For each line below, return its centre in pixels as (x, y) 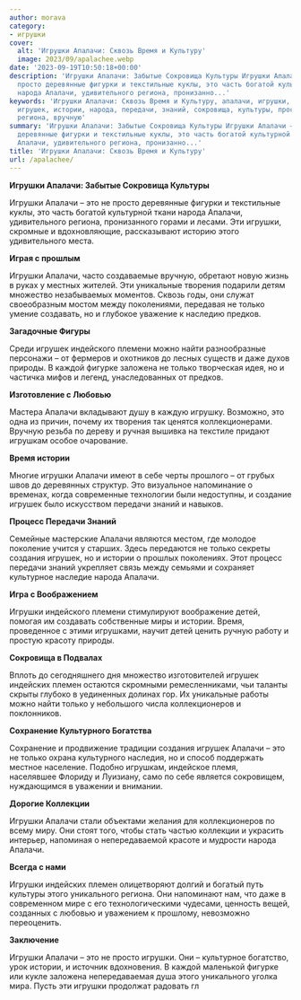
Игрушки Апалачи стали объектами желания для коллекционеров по (142, 820)
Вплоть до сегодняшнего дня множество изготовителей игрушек (134, 675)
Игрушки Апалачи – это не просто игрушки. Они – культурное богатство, (149, 957)
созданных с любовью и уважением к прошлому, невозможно (130, 913)
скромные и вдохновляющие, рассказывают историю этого (125, 231)
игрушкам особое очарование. (69, 440)
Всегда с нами (38, 866)
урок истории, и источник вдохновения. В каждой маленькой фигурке (144, 967)
